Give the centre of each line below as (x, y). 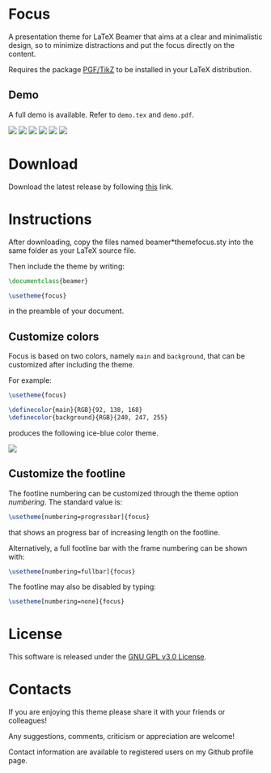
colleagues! (28, 721)
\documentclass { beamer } (49, 281)
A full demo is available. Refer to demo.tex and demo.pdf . (101, 114)
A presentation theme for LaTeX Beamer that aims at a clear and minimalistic (135, 37)
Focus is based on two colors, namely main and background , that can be (127, 356)
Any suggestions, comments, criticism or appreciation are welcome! (122, 736)
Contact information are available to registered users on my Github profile (131, 752)
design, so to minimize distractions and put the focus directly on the (121, 45)
